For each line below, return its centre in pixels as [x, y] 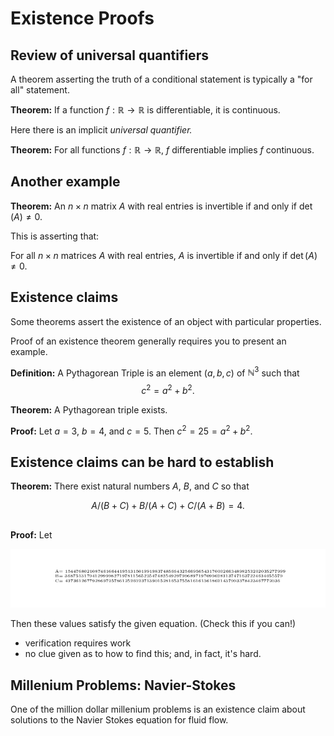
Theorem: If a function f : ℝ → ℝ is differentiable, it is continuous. [145, 110]
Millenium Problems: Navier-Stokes [123, 685]
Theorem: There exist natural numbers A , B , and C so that [130, 486]
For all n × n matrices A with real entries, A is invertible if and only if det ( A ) [164, 255]
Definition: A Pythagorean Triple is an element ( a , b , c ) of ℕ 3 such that [155, 372]
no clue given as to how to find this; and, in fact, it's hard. [143, 654]
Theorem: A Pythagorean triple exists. [89, 409]
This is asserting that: [55, 236]
